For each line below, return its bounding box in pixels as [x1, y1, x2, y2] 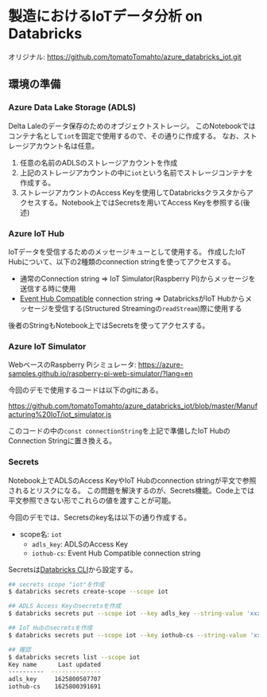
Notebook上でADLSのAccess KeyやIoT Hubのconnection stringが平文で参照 [8, 475, 257, 485]
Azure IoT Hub [8, 228, 65, 239]
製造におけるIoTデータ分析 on [8, 7, 203, 25]
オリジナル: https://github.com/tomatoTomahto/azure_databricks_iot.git [8, 52, 242, 61]
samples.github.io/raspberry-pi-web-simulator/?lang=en [8, 369, 193, 379]
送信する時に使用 [19, 283, 76, 293]
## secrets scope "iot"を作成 [8, 580, 105, 589]
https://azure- [137, 360, 184, 370]
